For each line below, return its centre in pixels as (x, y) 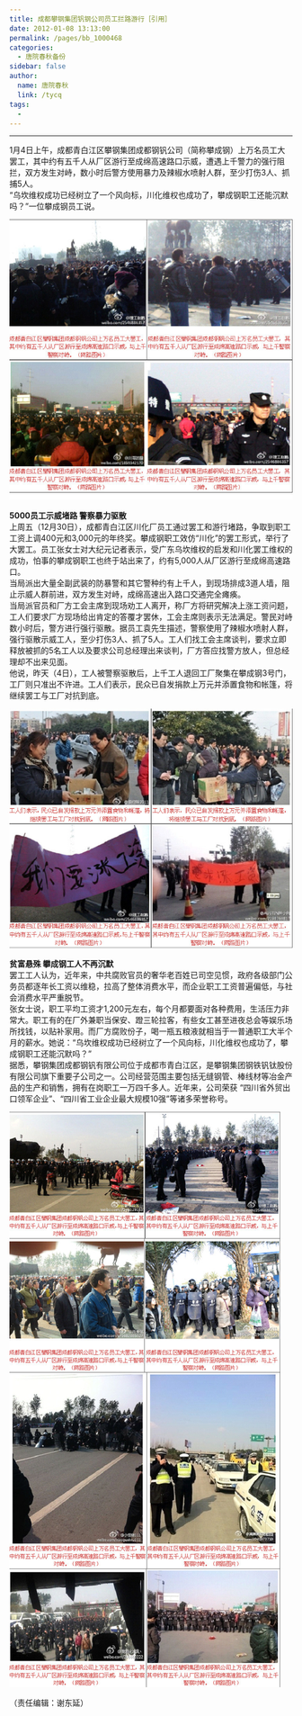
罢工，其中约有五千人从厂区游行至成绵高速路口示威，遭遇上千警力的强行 (143, 161)
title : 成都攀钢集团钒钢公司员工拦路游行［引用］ (90, 19)
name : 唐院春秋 (43, 85)
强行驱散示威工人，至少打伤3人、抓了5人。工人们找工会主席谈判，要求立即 (148, 639)
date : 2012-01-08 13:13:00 (60, 28)
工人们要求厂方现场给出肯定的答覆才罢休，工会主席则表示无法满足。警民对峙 (151, 616)
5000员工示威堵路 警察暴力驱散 (68, 515)
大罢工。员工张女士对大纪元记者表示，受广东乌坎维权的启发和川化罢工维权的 (151, 549)
